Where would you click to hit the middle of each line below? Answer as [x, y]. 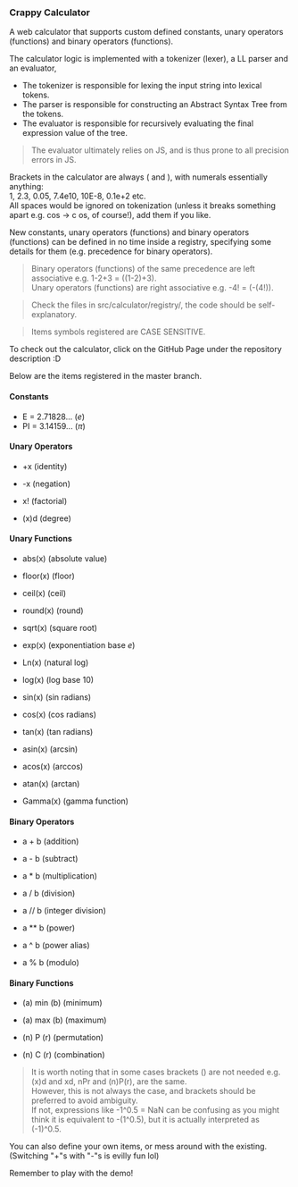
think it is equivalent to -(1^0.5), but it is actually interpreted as [145, 1120]
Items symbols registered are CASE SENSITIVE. [118, 332]
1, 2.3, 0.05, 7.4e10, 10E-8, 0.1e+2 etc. [78, 196]
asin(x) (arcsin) [50, 749]
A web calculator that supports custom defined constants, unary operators [146, 32]
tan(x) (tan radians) [58, 731]
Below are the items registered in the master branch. [106, 376]
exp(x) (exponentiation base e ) [79, 644]
